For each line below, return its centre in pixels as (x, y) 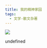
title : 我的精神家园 (23, 9)
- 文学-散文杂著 (23, 18)
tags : (10, 14)
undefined (15, 41)
